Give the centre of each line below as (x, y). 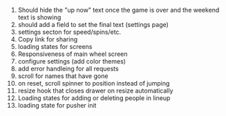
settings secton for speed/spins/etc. (69, 32)
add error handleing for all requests (68, 69)
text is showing (39, 17)
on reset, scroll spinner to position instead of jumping (94, 83)
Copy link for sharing (48, 39)
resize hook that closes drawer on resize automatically (95, 90)
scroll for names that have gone (63, 76)
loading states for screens (55, 47)
